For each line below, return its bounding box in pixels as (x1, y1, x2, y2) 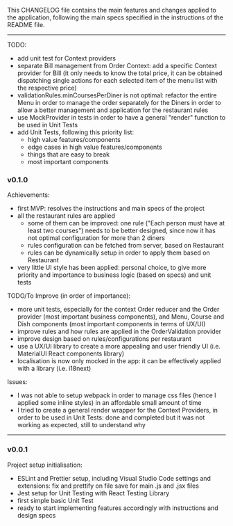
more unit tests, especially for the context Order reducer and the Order (17, 305, 220, 314)
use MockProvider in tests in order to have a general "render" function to (17, 113, 226, 121)
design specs (17, 511, 56, 519)
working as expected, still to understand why (17, 421, 146, 429)
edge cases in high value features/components (27, 143, 162, 151)
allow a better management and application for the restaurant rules (17, 106, 209, 114)
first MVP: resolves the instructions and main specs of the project (17, 205, 205, 213)
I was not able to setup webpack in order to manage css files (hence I (17, 391, 216, 399)
